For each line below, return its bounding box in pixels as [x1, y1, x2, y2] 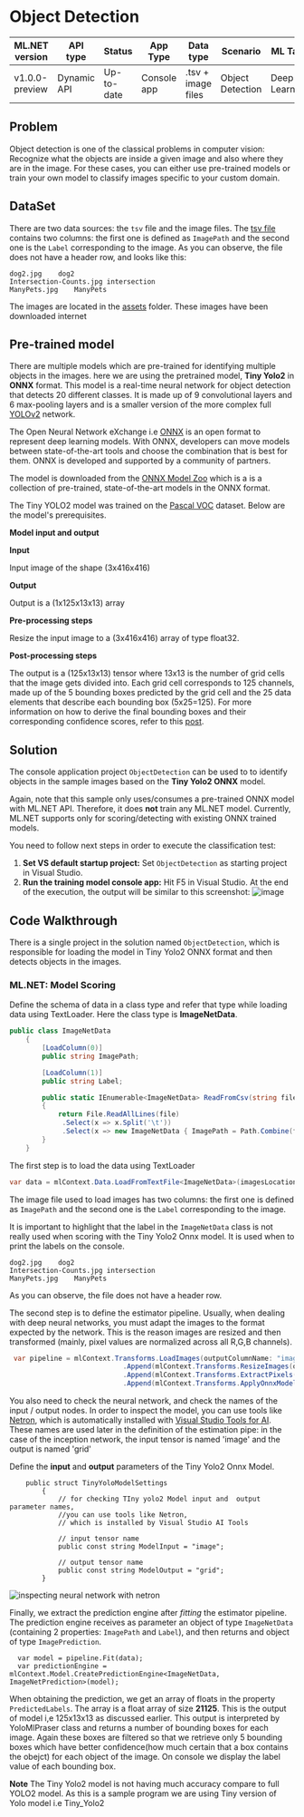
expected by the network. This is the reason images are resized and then [9, 1326, 281, 1337]
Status [103, 44, 133, 57]
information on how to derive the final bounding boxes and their [9, 706, 247, 717]
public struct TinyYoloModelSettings [25, 1479, 168, 1488]
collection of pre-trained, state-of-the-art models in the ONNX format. [9, 482, 271, 493]
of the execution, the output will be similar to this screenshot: [22, 887, 251, 898]
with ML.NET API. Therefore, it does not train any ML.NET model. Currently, [9, 803, 291, 814]
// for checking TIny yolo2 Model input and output [57, 1494, 261, 1504]
